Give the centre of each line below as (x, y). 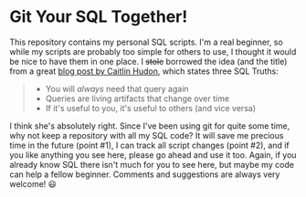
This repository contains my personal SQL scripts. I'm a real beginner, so (146, 42)
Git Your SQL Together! (99, 17)
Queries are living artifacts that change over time (137, 98)
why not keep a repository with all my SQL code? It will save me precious (147, 135)
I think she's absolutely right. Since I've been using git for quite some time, (150, 126)
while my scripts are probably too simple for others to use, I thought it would (153, 51)
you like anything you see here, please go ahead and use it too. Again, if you (153, 155)
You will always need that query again (117, 88)
